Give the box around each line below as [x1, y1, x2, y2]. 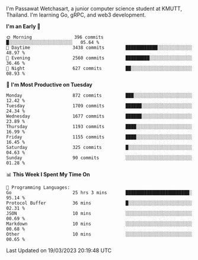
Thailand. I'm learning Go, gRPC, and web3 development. [6, 11, 146, 18]
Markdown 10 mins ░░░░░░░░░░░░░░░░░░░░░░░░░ [6, 221, 193, 227]
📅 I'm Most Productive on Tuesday [6, 81, 93, 88]
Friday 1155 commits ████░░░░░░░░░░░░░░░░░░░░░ [6, 134, 193, 140]
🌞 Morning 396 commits [6, 34, 104, 40]
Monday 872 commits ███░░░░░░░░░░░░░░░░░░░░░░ [6, 93, 193, 99]
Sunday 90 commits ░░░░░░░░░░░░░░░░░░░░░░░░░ [6, 155, 193, 161]
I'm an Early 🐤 [6, 23, 41, 30]
